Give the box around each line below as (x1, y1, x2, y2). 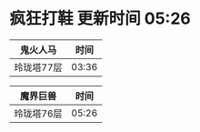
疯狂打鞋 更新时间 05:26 (9, 8, 191, 29)
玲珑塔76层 (14, 107, 63, 119)
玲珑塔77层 (14, 61, 63, 74)
